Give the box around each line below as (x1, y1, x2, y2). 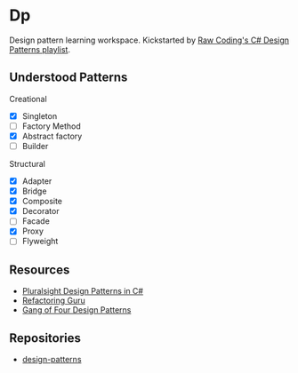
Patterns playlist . (9, 44, 71, 54)
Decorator (21, 206, 60, 217)
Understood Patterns (9, 70, 128, 85)
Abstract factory (21, 131, 83, 141)
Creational (9, 93, 47, 104)
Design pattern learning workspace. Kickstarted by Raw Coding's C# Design (9, 35, 290, 45)
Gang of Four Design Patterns (21, 305, 132, 315)
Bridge (21, 186, 47, 196)
